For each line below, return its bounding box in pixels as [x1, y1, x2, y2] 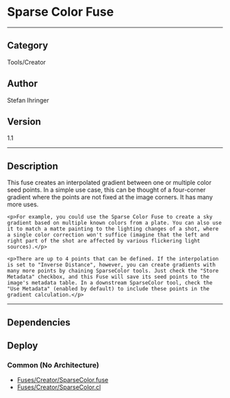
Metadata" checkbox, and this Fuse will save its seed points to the [7, 273, 210, 281]
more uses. [7, 200, 39, 209]
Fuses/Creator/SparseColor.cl [16, 383, 101, 391]
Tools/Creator [7, 58, 47, 66]
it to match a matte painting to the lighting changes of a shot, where [7, 225, 219, 233]
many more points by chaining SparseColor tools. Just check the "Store [7, 268, 219, 275]
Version [7, 116, 41, 127]
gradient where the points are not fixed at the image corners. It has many [7, 193, 214, 201]
